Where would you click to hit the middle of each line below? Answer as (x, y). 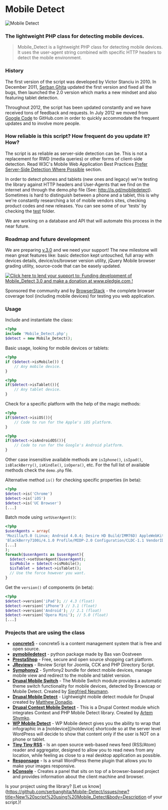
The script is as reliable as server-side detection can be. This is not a (76, 153)
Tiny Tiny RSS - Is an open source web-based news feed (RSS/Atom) (84, 745)
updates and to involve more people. (43, 123)
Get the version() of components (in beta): (49, 587)
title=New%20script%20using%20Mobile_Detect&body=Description (76, 797)
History (14, 71)
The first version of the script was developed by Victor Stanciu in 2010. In (81, 82)
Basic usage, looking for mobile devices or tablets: (57, 348)
